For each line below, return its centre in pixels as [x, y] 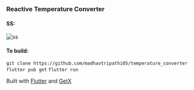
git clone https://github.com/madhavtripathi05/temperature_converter [97, 63]
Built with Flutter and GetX [39, 81]
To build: [18, 51]
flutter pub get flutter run [42, 70]
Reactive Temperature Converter [56, 9]
